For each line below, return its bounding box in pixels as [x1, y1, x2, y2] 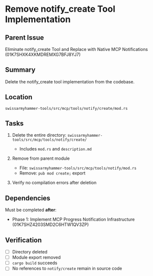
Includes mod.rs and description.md [19, 146, 92, 152]
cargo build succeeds [12, 260, 58, 266]
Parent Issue [5, 33, 44, 42]
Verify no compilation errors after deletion [12, 180, 97, 186]
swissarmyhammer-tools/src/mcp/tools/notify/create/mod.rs [5, 106, 128, 111]
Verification [5, 236, 42, 244]
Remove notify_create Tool [5, 3, 116, 15]
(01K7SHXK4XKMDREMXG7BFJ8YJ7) [5, 51, 81, 57]
